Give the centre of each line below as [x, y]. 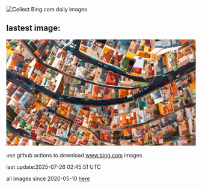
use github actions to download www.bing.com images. [75, 156]
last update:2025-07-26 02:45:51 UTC [54, 167]
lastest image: [33, 28]
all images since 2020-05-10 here [48, 179]
